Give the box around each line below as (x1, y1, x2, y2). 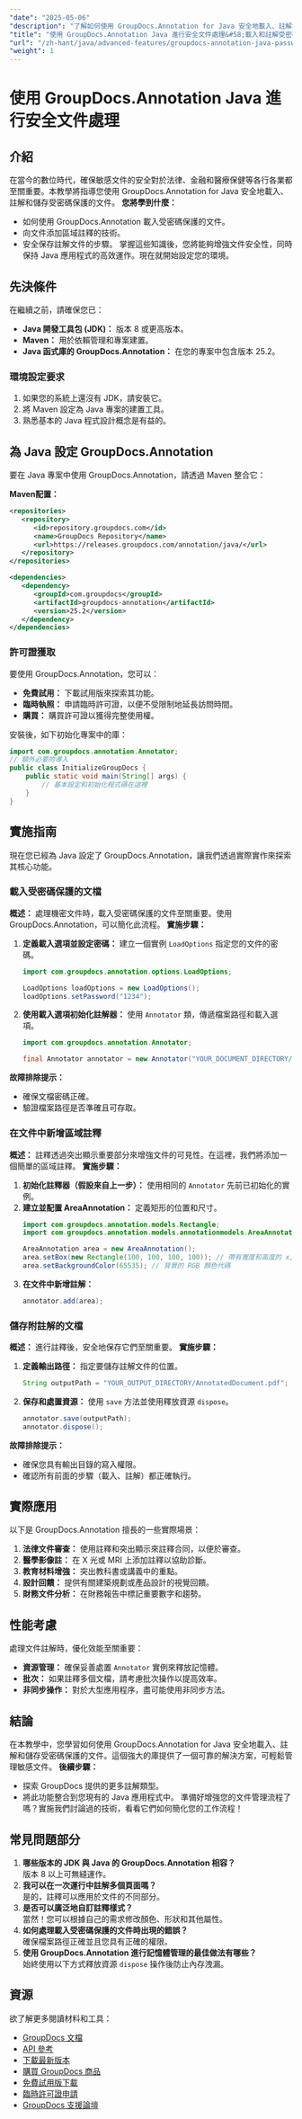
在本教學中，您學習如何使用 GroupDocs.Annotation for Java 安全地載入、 (9, 1739, 280, 1750)
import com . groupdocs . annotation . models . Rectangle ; (22, 1220, 220, 1229)
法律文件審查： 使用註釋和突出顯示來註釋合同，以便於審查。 (22, 1544, 245, 1554)
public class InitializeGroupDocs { (9, 763, 147, 773)
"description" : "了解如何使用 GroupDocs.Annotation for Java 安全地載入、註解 (9, 22, 292, 31)
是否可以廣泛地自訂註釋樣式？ (22, 1902, 133, 1913)
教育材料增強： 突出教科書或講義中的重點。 (22, 1566, 182, 1577)
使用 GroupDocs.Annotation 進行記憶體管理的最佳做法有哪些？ (22, 1947, 257, 1958)
